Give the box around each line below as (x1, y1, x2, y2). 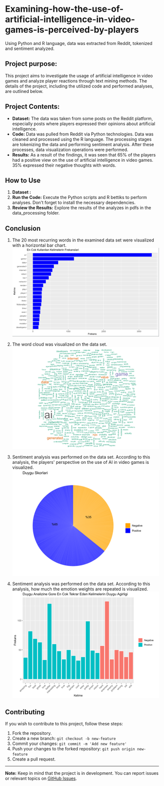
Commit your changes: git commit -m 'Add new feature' (12, 741, 127, 746)
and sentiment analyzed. (5, 45, 55, 51)
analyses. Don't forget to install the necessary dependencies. (12, 199, 136, 206)
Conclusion (5, 224, 41, 233)
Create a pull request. (12, 756, 56, 762)
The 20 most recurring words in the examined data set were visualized (12, 237, 154, 243)
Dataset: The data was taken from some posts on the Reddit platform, (12, 115, 153, 121)
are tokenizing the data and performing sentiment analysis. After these (12, 141, 154, 147)
